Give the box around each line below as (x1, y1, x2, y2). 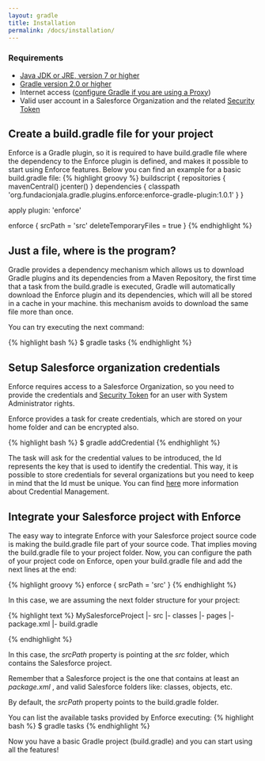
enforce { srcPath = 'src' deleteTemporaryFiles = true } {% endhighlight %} (8, 221, 253, 231)
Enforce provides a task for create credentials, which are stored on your (8, 414, 243, 424)
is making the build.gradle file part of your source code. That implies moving (8, 539, 257, 549)
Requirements (8, 52, 64, 63)
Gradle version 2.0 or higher (19, 78, 112, 88)
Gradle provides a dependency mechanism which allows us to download (8, 265, 244, 274)
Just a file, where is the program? (8, 243, 176, 258)
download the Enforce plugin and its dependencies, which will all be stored (8, 290, 252, 300)
